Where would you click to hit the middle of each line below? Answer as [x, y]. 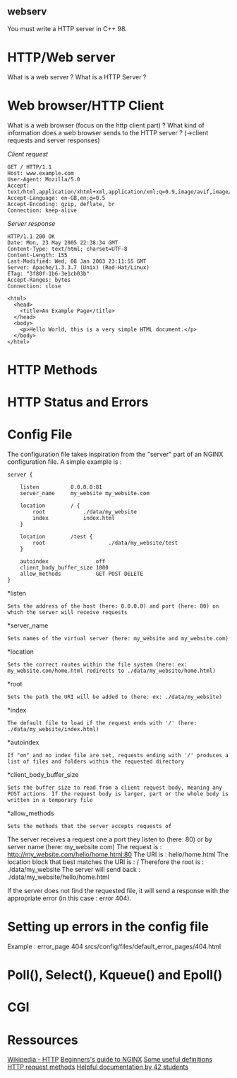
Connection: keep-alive [42, 210]
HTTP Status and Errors [78, 402]
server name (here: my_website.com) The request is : [85, 847]
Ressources [43, 1040]
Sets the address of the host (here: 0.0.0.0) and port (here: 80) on [113, 606]
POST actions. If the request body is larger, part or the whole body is [118, 794]
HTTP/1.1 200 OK [31, 237]
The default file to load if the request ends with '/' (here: [102, 723]
